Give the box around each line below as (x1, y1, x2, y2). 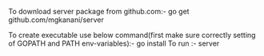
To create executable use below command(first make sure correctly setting (8, 31, 256, 39)
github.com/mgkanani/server (8, 15, 104, 24)
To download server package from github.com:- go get (8, 7, 190, 16)
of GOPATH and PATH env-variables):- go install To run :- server (8, 39, 220, 48)
